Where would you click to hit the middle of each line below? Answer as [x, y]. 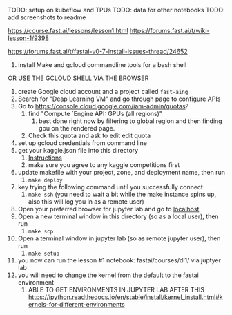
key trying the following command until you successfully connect [110, 187]
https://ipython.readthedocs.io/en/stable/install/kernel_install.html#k [125, 297]
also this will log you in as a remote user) [86, 202]
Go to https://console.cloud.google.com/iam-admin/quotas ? [103, 106]
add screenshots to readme [47, 17]
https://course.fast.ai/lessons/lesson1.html [68, 31]
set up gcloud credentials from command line [83, 143]
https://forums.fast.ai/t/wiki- [170, 31]
